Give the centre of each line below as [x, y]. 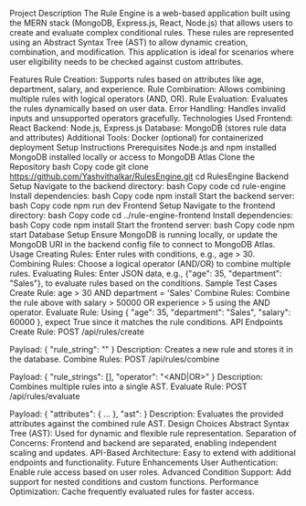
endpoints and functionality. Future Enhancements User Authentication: [144, 462]
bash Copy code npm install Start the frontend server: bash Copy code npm [152, 225]
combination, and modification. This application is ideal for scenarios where [152, 52]
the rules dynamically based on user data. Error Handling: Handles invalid [148, 108]
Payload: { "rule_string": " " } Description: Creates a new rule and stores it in [152, 349]
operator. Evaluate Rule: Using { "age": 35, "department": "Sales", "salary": [150, 312]
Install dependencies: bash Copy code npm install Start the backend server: [152, 196]
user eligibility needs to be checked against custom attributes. [127, 62]
